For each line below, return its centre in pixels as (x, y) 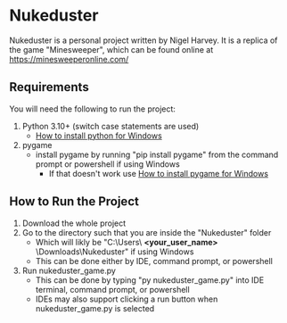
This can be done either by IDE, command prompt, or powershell (154, 261)
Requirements (49, 87)
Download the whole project (74, 223)
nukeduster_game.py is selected (95, 308)
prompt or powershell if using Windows (107, 164)
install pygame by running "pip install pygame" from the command (157, 154)
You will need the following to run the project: (93, 109)
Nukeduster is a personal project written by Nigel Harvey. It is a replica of (143, 40)
